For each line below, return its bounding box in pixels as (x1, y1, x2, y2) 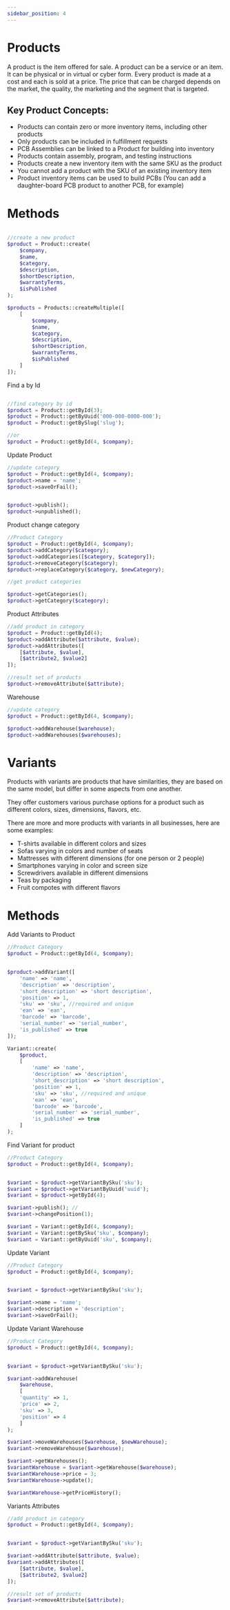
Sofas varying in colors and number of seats (17, 847, 143, 855)
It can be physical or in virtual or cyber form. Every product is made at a (7, 70, 211, 78)
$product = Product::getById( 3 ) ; (7, 407, 103, 414)
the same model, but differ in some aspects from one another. (7, 785, 182, 793)
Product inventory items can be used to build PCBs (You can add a (17, 174, 207, 183)
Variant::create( (7, 1045, 57, 1052)
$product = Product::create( (7, 241, 91, 248)
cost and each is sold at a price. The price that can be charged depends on (7, 77, 221, 85)
